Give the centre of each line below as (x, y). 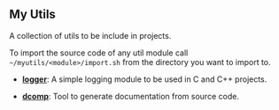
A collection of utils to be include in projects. (90, 35)
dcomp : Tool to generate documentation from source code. (130, 96)
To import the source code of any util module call (99, 53)
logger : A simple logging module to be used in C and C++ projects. (144, 79)
